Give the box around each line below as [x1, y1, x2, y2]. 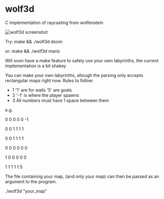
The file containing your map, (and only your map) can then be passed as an [5, 173, 159, 179]
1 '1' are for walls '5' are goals [12, 87, 72, 93]
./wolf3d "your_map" [5, 188, 47, 194]
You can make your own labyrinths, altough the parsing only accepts [5, 72, 143, 78]
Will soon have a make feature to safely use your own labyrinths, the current [5, 57, 159, 63]
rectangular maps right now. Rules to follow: [5, 77, 94, 83]
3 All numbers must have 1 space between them [12, 97, 109, 103]
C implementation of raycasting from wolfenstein [5, 20, 104, 25]
